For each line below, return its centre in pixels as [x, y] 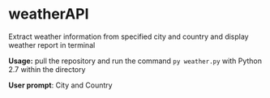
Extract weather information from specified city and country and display [129, 36]
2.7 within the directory [47, 69]
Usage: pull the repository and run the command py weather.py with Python [135, 61]
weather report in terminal [52, 45]
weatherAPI [49, 14]
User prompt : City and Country [60, 85]
